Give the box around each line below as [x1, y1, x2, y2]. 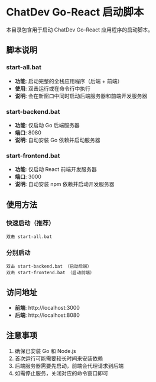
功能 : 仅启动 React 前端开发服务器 [14, 166, 97, 173]
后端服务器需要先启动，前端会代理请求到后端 [14, 362, 124, 369]
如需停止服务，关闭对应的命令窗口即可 [14, 370, 108, 377]
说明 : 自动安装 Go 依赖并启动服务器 [14, 136, 100, 143]
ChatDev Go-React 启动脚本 [6, 5, 144, 19]
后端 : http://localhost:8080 [14, 312, 80, 319]
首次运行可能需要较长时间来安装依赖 [14, 355, 103, 362]
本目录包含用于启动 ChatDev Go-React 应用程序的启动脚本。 [6, 26, 154, 33]
